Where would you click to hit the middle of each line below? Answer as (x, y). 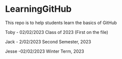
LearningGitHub (38, 9)
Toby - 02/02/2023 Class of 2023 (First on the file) (57, 32)
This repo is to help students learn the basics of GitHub (61, 23)
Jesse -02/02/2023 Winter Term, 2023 (45, 51)
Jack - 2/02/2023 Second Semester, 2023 (48, 42)
